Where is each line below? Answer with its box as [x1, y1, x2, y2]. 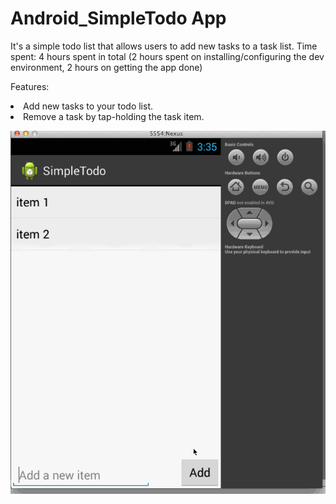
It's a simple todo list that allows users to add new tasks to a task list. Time [10, 40, 318, 52]
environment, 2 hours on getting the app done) [10, 61, 203, 73]
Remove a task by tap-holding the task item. [23, 110, 205, 122]
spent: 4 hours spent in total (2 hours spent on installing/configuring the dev [10, 50, 325, 62]
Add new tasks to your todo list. [23, 100, 154, 112]
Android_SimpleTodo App [10, 7, 227, 30]
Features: [10, 80, 50, 92]
